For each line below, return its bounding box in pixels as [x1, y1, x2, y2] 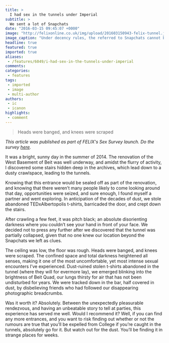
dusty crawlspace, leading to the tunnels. [5, 170, 91, 176]
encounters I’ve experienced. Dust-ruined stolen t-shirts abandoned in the [5, 263, 159, 269]
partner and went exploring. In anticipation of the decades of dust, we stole [5, 195, 161, 201]
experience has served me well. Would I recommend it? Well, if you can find [5, 310, 162, 316]
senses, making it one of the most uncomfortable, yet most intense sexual [5, 258, 158, 264]
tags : [5, 78, 17, 83]
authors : [5, 96, 24, 101]
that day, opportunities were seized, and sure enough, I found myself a [5, 190, 152, 196]
